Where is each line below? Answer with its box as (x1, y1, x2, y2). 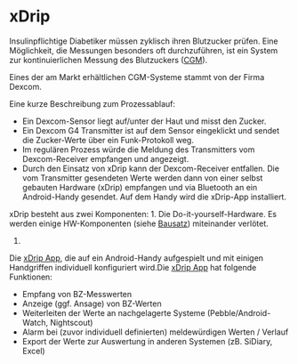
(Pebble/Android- (206, 307, 271, 318)
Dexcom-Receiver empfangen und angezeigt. (21, 153, 189, 164)
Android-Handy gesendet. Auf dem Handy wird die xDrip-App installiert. (21, 191, 287, 202)
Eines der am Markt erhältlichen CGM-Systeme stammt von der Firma (9, 71, 265, 82)
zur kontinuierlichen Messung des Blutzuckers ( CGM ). (9, 54, 208, 65)
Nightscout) (50, 317, 93, 328)
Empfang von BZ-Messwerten (21, 288, 133, 299)
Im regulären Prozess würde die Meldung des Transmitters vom (21, 144, 255, 155)
